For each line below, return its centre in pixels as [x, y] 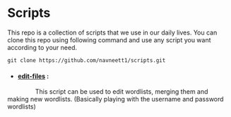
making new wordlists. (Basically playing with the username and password [115, 99]
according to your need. [42, 47]
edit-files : [33, 76]
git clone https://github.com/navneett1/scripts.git [87, 60]
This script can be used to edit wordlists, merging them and [122, 92]
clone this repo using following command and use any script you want [109, 39]
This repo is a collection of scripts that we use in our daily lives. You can [112, 32]
